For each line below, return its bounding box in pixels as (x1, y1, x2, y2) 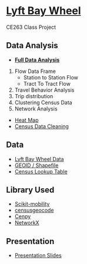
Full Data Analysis (14, 56, 60, 63)
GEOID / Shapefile (14, 162, 59, 169)
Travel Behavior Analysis (14, 86, 75, 93)
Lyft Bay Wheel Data (14, 155, 64, 162)
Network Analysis (14, 105, 58, 112)
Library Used (6, 185, 55, 195)
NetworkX (14, 219, 39, 226)
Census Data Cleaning (14, 122, 69, 130)
